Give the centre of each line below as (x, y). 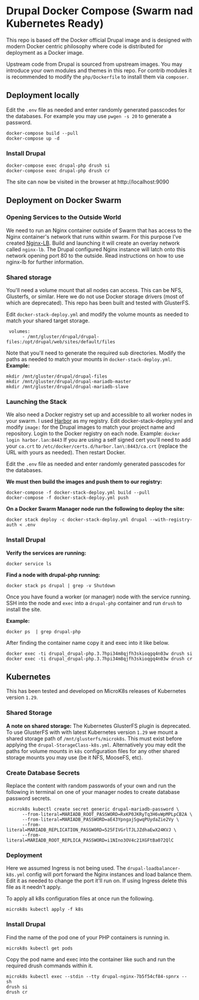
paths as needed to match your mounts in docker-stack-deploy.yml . (89, 359)
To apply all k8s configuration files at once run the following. (80, 898)
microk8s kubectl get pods (40, 948)
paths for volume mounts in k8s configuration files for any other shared (93, 751)
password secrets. (29, 798)
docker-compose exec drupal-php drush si (58, 166)
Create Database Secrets (43, 773)
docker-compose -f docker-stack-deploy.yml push (67, 498)
